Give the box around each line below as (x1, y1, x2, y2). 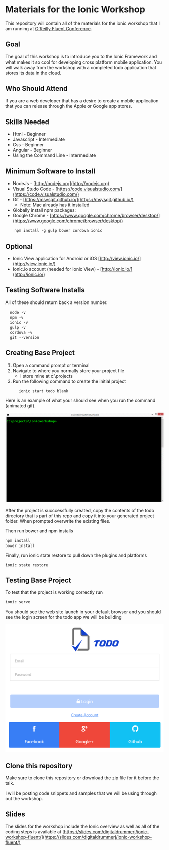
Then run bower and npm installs (5, 528, 74, 534)
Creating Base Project (5, 349, 75, 357)
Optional (5, 242, 33, 251)
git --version (10, 335, 39, 340)
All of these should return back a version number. (5, 299, 108, 306)
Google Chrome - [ (12, 213, 52, 219)
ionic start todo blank (18, 388, 69, 394)
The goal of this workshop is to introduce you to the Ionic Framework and (5, 53, 157, 59)
